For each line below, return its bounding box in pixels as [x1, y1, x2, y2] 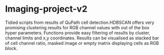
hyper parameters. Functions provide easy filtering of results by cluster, [5, 30, 150, 36]
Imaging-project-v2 [5, 3, 88, 15]
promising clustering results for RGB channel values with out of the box [5, 24, 150, 30]
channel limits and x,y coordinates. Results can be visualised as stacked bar [5, 35, 159, 41]
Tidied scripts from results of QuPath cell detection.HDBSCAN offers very [5, 19, 155, 25]
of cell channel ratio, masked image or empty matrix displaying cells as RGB [5, 40, 159, 46]
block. [5, 45, 18, 51]
